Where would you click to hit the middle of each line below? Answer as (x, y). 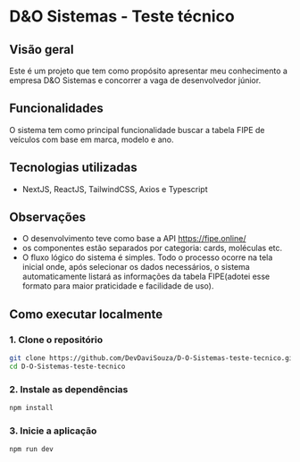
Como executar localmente (86, 314)
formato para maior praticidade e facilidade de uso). (118, 286)
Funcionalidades (57, 109)
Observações (48, 218)
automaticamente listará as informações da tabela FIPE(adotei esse (146, 277)
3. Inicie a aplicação (53, 431)
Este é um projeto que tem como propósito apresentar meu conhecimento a (149, 71)
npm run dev (31, 449)
